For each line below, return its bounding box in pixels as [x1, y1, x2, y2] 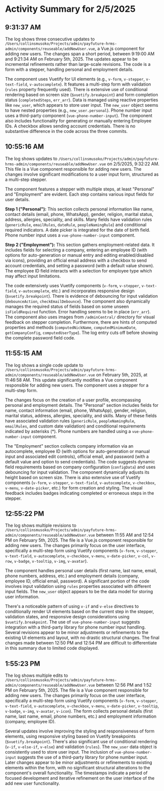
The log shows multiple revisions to [5, 522, 77, 528]
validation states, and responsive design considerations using [5, 614, 130, 620]
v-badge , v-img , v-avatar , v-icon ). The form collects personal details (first [5, 708, 153, 714]
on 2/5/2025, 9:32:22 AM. [107, 161, 160, 167]
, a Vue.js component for [94, 46, 145, 51]
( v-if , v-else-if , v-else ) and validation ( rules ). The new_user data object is [5, 744, 157, 750]
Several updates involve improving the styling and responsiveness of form [5, 728, 155, 734]
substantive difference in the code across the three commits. [5, 128, 128, 134]
